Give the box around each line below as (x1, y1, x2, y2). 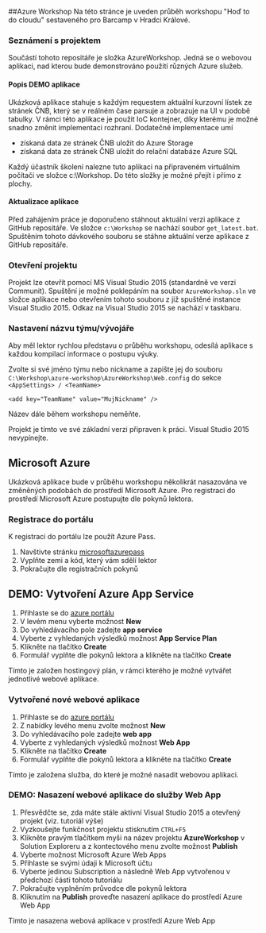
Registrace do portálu (8, 514, 94, 525)
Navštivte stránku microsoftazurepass (19, 547, 145, 557)
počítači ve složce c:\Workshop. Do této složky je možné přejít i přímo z (8, 170, 242, 179)
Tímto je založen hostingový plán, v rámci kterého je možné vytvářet (8, 666, 232, 676)
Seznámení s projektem (8, 35, 102, 46)
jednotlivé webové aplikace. (8, 674, 99, 684)
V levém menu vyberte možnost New (19, 617, 141, 626)
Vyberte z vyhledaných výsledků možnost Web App (19, 738, 191, 747)
